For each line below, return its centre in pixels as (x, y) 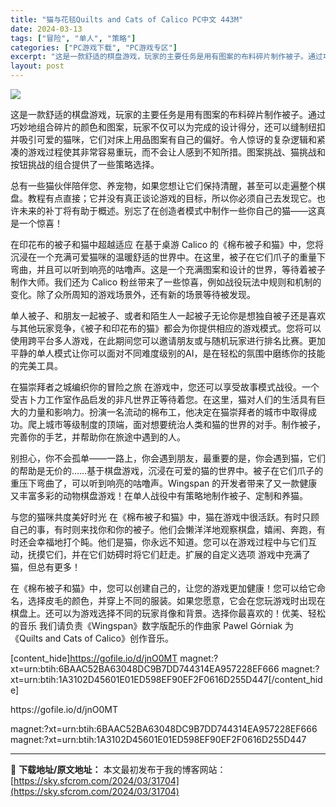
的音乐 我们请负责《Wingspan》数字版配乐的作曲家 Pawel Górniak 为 (152, 625)
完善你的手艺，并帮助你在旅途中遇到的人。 (98, 437)
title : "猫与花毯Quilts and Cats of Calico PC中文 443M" (127, 19)
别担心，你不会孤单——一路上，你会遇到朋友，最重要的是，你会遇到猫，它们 (168, 458)
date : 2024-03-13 (46, 29)
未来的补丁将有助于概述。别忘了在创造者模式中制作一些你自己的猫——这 (167, 210)
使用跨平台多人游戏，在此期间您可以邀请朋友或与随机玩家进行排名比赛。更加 (168, 340)
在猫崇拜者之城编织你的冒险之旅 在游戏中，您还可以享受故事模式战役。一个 (165, 387)
